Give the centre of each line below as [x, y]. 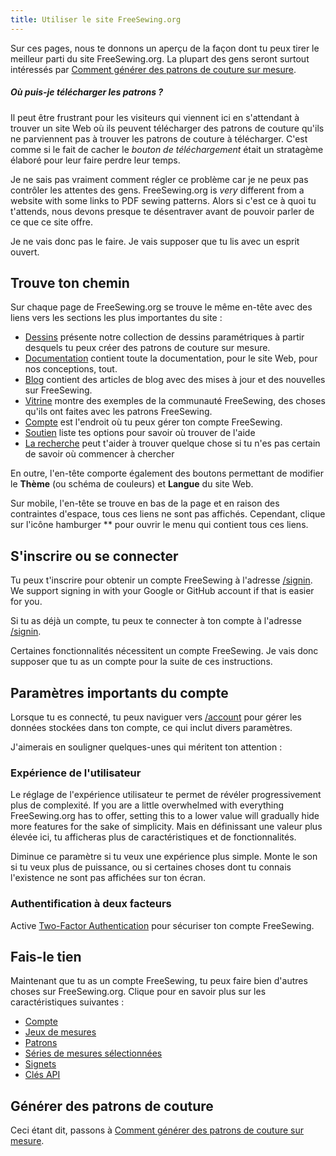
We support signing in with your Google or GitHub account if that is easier [162, 591]
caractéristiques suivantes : [67, 1002]
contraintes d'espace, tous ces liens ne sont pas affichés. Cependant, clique [168, 514]
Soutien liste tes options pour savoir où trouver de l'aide [140, 433]
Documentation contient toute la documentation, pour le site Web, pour [171, 358]
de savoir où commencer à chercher [99, 454]
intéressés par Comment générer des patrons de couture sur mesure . [153, 69]
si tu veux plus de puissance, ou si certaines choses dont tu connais [151, 867]
